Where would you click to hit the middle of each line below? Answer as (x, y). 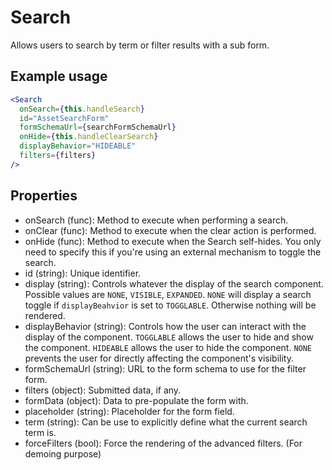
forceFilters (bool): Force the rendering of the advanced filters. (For (163, 443)
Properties (44, 196)
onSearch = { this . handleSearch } (82, 109)
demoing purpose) (63, 453)
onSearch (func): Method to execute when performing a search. (156, 220)
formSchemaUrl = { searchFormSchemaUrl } (98, 127)
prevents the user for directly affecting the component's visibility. (159, 358)
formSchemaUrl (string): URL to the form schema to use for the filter (165, 368)
